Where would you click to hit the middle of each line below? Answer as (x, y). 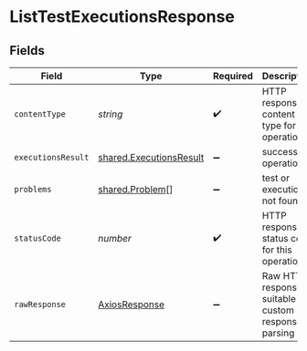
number (114, 238)
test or (276, 178)
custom (278, 310)
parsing (278, 333)
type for (279, 125)
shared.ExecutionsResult (151, 157)
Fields (27, 51)
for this (277, 250)
